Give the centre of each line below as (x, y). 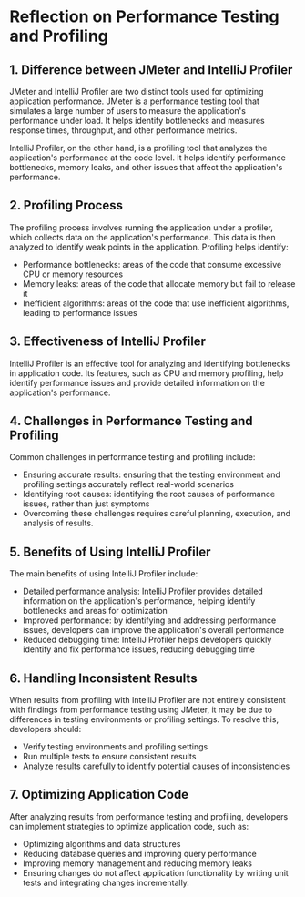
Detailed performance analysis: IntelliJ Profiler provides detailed (143, 591)
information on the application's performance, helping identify (139, 601)
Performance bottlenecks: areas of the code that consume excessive (152, 264)
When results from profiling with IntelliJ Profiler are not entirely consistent (148, 700)
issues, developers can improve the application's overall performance (153, 630)
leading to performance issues (80, 312)
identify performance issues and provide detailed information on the (137, 382)
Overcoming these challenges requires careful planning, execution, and (157, 514)
